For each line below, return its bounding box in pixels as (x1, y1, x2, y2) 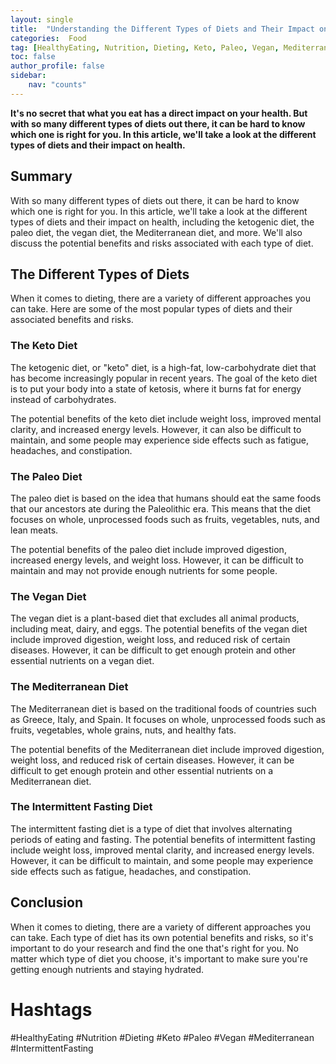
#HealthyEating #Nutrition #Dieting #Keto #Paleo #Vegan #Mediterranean (10, 1031, 315, 1043)
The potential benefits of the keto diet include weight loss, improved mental (10, 412, 322, 425)
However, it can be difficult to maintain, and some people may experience (10, 854, 314, 866)
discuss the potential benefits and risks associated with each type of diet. (10, 237, 314, 249)
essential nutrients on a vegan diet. (10, 655, 155, 667)
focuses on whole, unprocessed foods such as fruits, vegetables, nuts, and (10, 513, 320, 525)
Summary (10, 168, 73, 185)
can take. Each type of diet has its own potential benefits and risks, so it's (10, 931, 314, 943)
